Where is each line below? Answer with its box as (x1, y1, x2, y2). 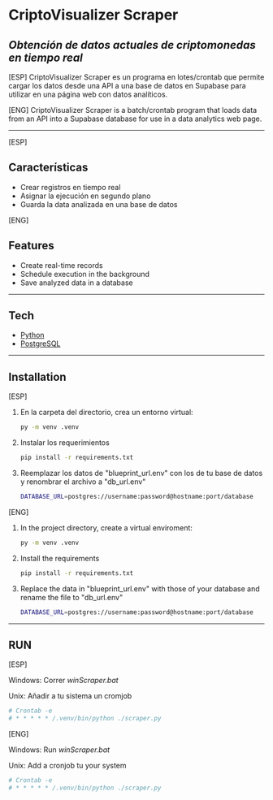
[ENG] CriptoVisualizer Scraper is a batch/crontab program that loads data (8, 106, 258, 115)
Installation (8, 370, 67, 383)
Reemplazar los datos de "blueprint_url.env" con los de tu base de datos (19, 469, 263, 478)
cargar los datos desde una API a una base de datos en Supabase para (8, 81, 246, 90)
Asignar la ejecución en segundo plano (19, 191, 151, 201)
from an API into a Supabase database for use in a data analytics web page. (8, 114, 262, 123)
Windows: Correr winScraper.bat (8, 676, 119, 685)
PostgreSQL (19, 339, 61, 348)
